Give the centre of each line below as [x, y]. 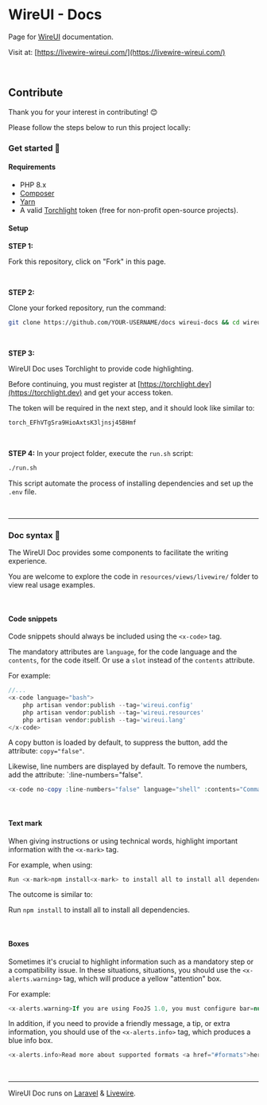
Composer [37, 193]
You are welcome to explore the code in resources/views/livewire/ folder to [133, 576]
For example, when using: [50, 865]
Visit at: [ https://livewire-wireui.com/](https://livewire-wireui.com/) [117, 52]
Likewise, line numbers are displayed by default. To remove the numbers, [128, 766]
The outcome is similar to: [50, 895]
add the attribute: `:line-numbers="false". [75, 775]
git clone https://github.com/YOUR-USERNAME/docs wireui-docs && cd [124, 323]
